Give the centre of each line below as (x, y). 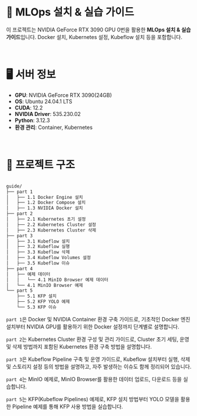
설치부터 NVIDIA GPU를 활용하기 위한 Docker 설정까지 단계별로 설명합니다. (93, 327)
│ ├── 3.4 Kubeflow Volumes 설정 (49, 258)
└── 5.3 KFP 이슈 (37, 307)
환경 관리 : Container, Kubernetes (54, 127)
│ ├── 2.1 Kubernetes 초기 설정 (46, 220)
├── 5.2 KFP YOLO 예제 (43, 302)
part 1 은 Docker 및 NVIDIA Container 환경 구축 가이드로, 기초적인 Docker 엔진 (98, 319)
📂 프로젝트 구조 (41, 165)
